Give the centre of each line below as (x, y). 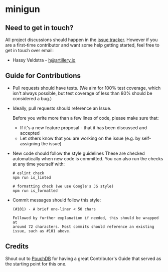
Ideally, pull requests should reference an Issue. (62, 108)
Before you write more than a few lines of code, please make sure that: (86, 118)
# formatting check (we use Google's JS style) (63, 186)
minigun (23, 9)
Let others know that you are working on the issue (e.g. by (80, 138)
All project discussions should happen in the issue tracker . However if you (81, 40)
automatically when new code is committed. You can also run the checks (88, 158)
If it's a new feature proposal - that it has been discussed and (83, 127)
